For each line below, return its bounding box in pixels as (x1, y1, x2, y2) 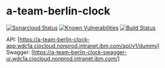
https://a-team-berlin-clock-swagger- (32, 48, 127, 55)
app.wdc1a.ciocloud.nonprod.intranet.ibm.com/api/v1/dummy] (6, 42, 160, 49)
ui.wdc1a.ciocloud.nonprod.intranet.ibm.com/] (6, 55, 120, 62)
